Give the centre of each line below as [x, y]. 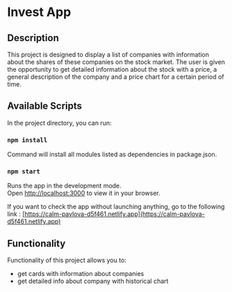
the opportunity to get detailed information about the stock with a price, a [112, 69]
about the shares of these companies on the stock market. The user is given [116, 62]
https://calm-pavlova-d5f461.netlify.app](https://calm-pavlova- [114, 214]
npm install [27, 140]
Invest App [39, 12]
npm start [24, 172]
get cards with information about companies [81, 274]
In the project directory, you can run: [59, 123]
